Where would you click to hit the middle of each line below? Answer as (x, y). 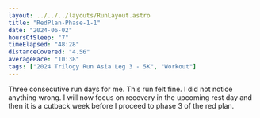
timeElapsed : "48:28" (44, 45)
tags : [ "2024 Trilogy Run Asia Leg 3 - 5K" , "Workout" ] (102, 67)
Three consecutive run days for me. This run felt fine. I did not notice (120, 89)
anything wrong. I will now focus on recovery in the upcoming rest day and (130, 97)
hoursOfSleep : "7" (38, 37)
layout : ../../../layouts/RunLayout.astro (79, 15)
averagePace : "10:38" (44, 60)
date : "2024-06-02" (40, 30)
